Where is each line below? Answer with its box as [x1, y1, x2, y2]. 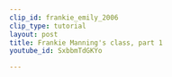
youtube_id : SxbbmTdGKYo [9, 47, 103, 56]
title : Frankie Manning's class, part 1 [9, 38, 164, 47]
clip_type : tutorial [9, 21, 87, 30]
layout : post [9, 30, 59, 38]
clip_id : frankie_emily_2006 [9, 13, 119, 22]
